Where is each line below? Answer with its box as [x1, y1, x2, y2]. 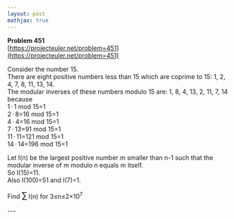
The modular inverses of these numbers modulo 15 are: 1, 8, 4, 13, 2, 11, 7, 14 [7, 87, 228, 96]
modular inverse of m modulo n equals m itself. [7, 161, 144, 169]
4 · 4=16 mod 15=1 [7, 117, 59, 125]
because [7, 94, 33, 103]
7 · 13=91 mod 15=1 [7, 125, 61, 133]
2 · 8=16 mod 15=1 [7, 110, 59, 118]
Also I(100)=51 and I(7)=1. [7, 175, 81, 184]
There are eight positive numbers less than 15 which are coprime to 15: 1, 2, [7, 72, 226, 81]
